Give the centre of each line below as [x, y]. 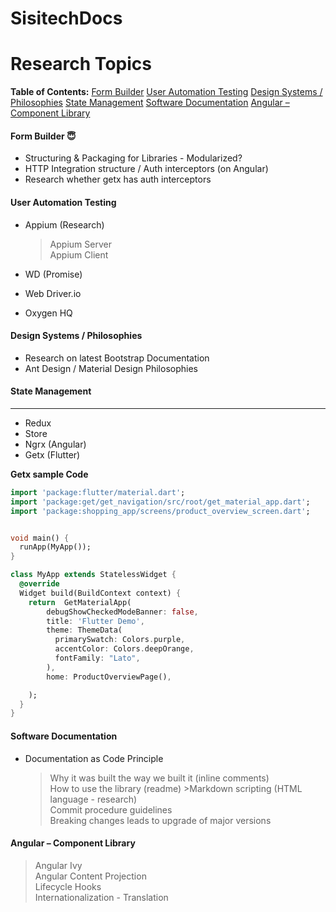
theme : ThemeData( [84, 630]
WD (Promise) [53, 274]
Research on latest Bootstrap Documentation [117, 358]
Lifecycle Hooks [68, 886]
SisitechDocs [66, 18]
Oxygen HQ [48, 313]
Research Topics [81, 64]
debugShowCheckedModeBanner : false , [122, 612]
